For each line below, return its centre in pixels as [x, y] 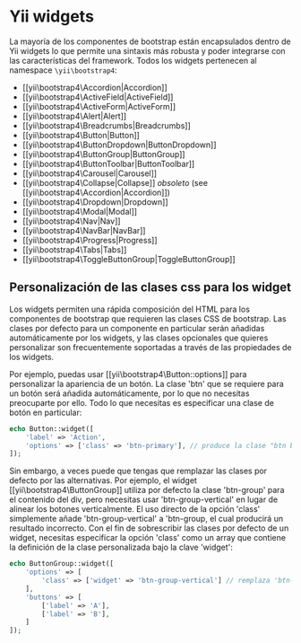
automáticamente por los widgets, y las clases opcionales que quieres [139, 338]
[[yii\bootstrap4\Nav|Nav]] [71, 221]
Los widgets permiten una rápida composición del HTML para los [130, 309]
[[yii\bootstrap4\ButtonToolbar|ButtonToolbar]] [108, 163]
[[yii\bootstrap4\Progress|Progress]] [90, 240]
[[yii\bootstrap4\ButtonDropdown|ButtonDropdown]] [119, 145]
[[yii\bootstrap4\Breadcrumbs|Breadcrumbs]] [106, 125]
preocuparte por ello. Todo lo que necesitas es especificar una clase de [142, 402]
